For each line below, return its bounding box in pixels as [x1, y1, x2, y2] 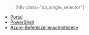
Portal [10, 14, 23, 19]
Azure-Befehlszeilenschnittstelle [10, 24, 78, 30]
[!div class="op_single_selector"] [15, 4, 85, 10]
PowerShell [10, 19, 34, 25]
